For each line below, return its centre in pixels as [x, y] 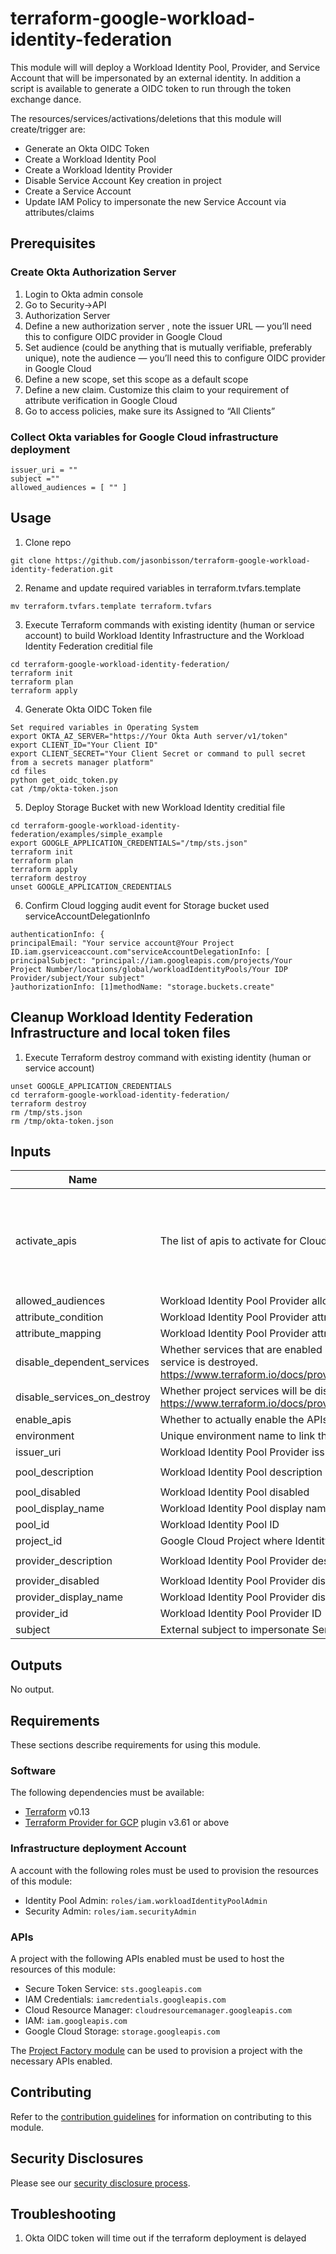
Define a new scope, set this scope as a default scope [136, 379]
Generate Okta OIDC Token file [88, 709]
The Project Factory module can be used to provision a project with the [156, 2050]
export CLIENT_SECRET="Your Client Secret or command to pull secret [158, 753]
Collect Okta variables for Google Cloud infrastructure [144, 437]
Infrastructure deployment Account [98, 1849]
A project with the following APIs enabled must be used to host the [147, 1958]
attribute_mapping [58, 1334]
